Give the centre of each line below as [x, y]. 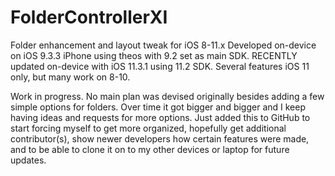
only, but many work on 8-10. [70, 77]
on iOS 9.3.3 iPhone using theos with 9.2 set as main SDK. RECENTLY [154, 55]
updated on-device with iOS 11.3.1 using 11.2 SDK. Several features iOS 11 [160, 66]
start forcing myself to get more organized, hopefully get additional [148, 128]
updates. [28, 160]
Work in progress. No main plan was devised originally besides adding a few [167, 96]
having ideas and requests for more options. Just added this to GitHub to [160, 117]
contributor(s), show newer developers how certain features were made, [160, 138]
